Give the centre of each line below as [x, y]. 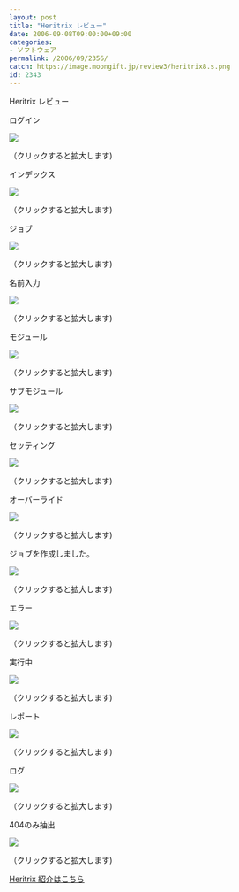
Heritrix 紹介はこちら [47, 879]
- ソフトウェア [33, 50]
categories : [31, 42]
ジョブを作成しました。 [52, 553]
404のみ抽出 [32, 825]
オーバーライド [36, 499]
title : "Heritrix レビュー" [58, 26]
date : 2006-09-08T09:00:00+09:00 [71, 34]
